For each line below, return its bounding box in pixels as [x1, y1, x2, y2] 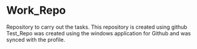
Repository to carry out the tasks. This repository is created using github [6, 23, 188, 30]
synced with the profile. [6, 36, 65, 43]
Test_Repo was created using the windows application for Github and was [6, 29, 191, 36]
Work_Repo [6, 4, 66, 17]
